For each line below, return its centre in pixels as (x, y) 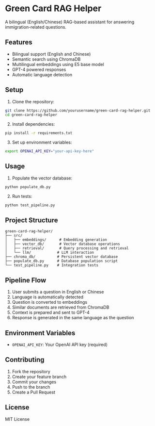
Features (19, 42)
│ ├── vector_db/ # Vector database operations (62, 244)
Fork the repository (31, 371)
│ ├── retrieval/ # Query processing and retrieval (67, 248)
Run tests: (22, 196)
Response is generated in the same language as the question (73, 318)
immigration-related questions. (36, 27)
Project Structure (31, 221)
